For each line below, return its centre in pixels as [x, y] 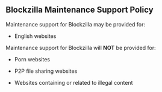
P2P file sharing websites [46, 71]
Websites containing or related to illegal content [73, 82]
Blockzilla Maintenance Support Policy [80, 10]
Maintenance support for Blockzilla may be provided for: [76, 24]
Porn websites [32, 59]
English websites [35, 36]
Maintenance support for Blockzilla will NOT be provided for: [81, 48]
